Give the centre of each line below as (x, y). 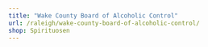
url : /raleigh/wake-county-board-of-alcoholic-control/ (104, 23)
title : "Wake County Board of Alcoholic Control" (94, 16)
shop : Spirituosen (39, 30)
